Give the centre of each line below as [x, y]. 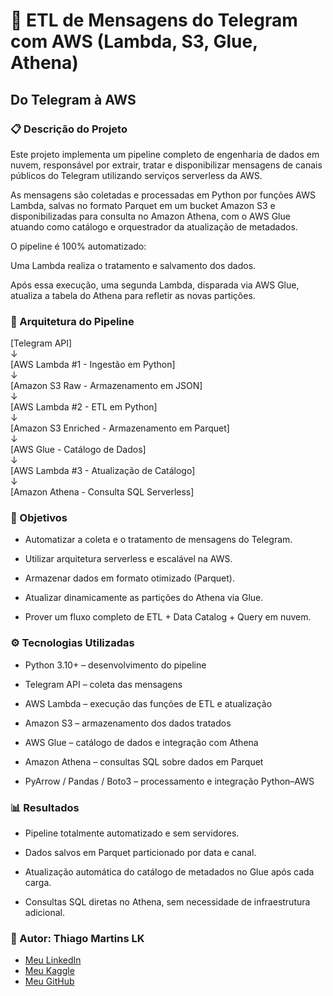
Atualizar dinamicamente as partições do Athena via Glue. [144, 598]
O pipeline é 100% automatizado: [78, 246]
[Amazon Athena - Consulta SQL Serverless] [102, 492]
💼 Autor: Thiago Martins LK [77, 938]
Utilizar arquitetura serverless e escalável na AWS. [128, 559]
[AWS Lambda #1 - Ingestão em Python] [93, 365]
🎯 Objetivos [39, 518]
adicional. [44, 913]
